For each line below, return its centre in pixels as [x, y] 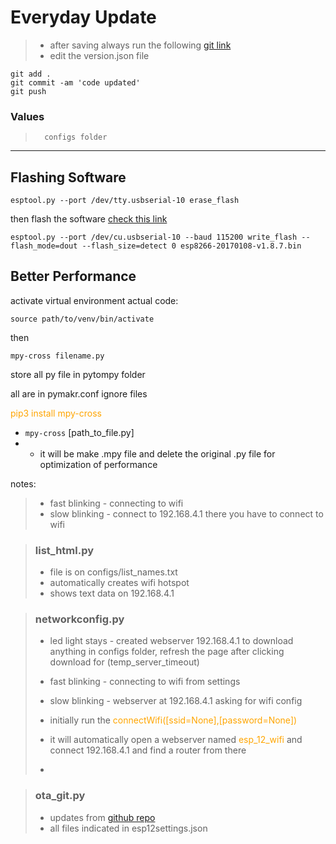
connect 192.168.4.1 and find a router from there [148, 750]
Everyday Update [83, 17]
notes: [23, 483]
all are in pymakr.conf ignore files [79, 393]
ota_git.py [60, 796]
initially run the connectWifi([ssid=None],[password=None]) [173, 720]
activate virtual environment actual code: [94, 300]
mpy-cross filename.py [57, 356]
